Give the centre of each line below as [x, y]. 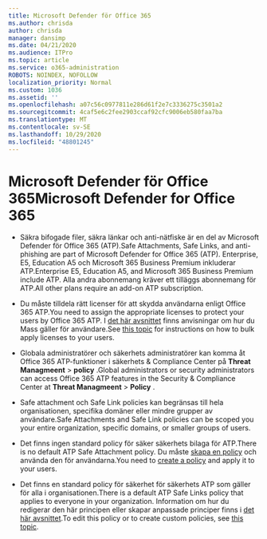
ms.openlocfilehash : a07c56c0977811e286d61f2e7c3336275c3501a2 [116, 105]
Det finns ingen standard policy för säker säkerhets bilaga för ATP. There [138, 443]
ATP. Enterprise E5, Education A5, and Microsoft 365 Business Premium [136, 271]
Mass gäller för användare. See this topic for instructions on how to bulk [137, 329]
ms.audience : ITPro [41, 53]
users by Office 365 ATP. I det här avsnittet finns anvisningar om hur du [137, 321]
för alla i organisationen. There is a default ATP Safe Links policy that [132, 493]
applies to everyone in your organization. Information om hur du [124, 501]
